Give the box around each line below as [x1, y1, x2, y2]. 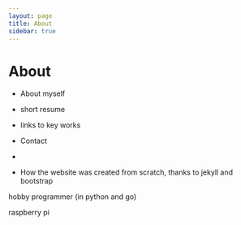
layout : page [8, 11, 53, 20]
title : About [8, 19, 53, 28]
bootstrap [19, 176, 54, 186]
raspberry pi [8, 208, 50, 218]
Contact [19, 136, 47, 146]
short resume [19, 105, 66, 115]
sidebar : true [8, 27, 57, 35]
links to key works [19, 120, 81, 130]
